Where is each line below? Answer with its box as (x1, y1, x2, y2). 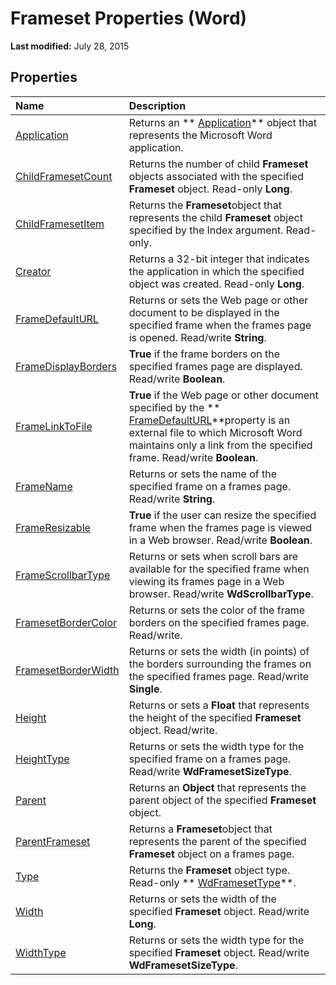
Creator (15, 264, 52, 278)
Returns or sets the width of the (128, 892, 277, 906)
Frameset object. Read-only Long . (128, 182, 293, 196)
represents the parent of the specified (128, 834, 307, 848)
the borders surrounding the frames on (128, 657, 312, 671)
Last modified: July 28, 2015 (10, 40, 130, 52)
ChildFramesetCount (15, 169, 113, 183)
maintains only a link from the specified (128, 438, 313, 452)
